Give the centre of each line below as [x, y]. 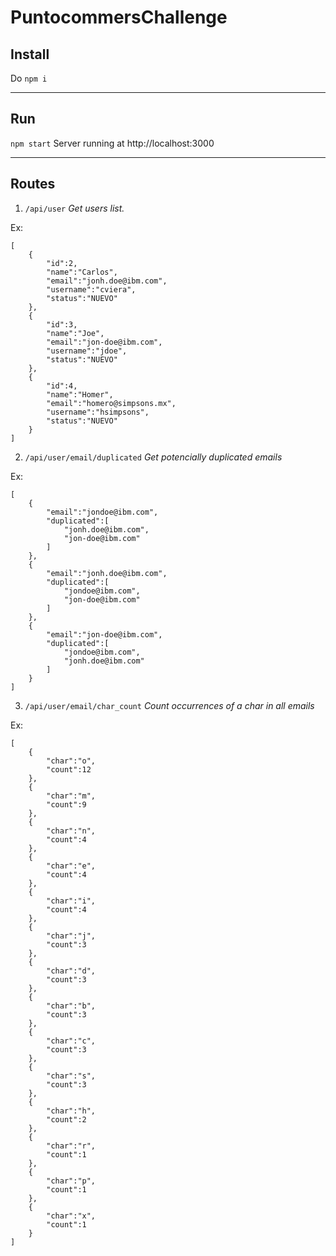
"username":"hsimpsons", [98, 412]
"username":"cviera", [91, 289]
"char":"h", [71, 1111]
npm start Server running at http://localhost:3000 [112, 143]
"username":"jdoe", [87, 351]
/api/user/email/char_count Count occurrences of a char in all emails [169, 705]
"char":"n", [71, 831]
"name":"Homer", [80, 394]
